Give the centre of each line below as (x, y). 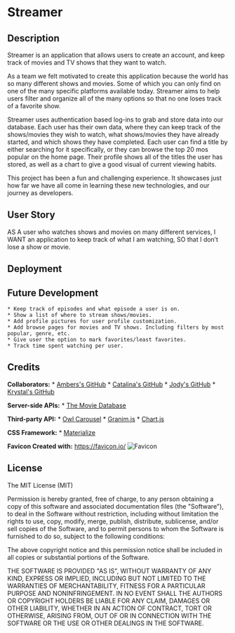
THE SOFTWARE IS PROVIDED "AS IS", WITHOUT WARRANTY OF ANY (109, 570)
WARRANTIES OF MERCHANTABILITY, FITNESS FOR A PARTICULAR (106, 586)
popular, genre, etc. (39, 334)
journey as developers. (40, 193)
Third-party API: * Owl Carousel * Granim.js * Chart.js (86, 419)
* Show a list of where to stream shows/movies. (80, 315)
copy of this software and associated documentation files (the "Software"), (116, 506)
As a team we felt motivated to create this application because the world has (118, 76)
